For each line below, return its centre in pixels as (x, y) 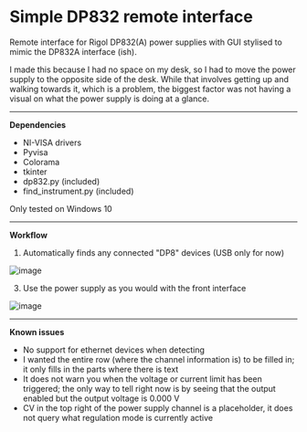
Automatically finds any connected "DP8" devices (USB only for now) (153, 252)
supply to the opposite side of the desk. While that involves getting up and (149, 79)
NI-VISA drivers (52, 142)
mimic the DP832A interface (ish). (73, 51)
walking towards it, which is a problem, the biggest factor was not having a (150, 89)
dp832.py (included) (61, 181)
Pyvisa (35, 152)
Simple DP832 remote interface (132, 17)
